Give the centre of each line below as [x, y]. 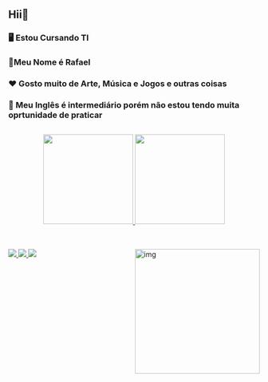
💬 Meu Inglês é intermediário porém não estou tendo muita [124, 105]
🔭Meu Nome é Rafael [49, 62]
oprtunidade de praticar [55, 115]
